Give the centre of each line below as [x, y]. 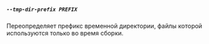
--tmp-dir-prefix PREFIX [42, 9]
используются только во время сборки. [65, 33]
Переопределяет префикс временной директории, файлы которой [104, 26]
